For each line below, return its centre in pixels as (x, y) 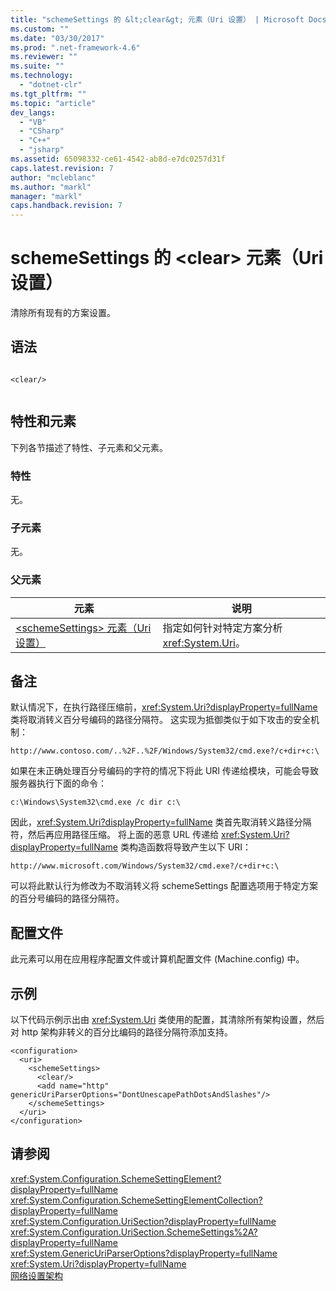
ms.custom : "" (40, 29)
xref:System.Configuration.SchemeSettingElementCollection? (136, 1200)
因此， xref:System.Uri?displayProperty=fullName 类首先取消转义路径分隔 (161, 822)
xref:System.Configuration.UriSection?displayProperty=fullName (143, 1221)
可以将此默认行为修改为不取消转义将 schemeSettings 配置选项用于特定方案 (164, 886)
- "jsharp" (42, 150)
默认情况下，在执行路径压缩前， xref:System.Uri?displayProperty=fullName (164, 707)
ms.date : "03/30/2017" (57, 38)
